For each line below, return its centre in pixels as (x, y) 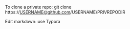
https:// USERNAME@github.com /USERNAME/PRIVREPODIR (65, 12)
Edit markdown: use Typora (33, 22)
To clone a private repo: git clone (38, 7)
